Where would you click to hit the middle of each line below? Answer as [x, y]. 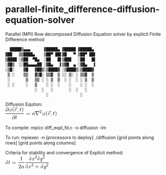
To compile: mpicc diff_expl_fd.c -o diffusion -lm [56, 127]
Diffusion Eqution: [24, 104]
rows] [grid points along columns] [41, 143]
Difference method [25, 39]
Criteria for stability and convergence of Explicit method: [64, 152]
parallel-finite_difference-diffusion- [82, 9]
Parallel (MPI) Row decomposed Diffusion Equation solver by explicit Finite [83, 34]
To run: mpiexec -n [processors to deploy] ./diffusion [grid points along [80, 137]
